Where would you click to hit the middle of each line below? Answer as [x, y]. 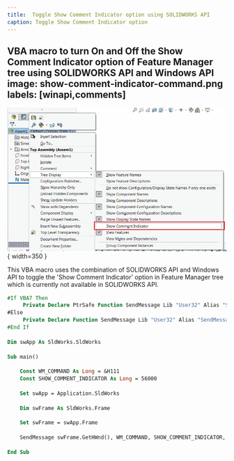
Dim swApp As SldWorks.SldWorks [54, 342]
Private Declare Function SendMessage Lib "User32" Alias [109, 320]
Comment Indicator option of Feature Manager [110, 62]
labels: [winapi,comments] [67, 94]
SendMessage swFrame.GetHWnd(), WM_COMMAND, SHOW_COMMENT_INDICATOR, [123, 438]
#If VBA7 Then [28, 298]
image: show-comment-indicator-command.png [115, 84]
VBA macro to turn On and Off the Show [95, 51]
